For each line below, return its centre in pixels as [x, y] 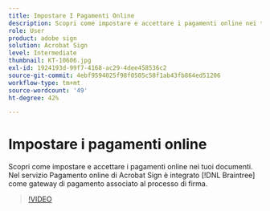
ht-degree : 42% [34, 98]
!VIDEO [40, 199]
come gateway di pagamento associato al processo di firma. [108, 184]
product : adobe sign [43, 38]
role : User [27, 30]
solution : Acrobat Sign [48, 46]
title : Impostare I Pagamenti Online [72, 16]
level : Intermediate [43, 53]
